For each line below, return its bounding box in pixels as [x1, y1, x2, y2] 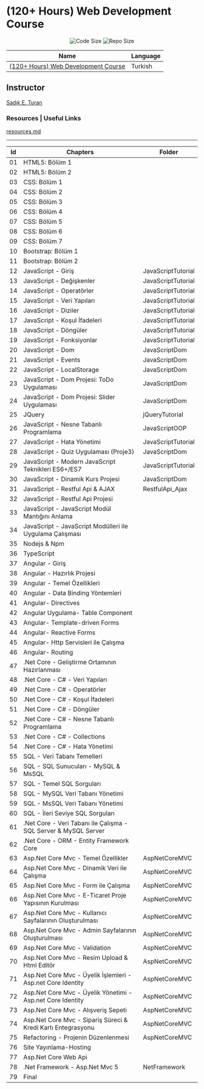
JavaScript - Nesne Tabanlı [23, 421, 102, 429]
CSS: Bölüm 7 [23, 237, 63, 246]
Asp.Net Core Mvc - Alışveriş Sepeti [23, 1006, 127, 1014]
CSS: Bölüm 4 [23, 208, 63, 216]
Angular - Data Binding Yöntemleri [23, 589, 121, 597]
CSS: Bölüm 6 [23, 227, 63, 236]
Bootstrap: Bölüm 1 [23, 247, 78, 256]
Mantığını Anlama [23, 512, 73, 521]
